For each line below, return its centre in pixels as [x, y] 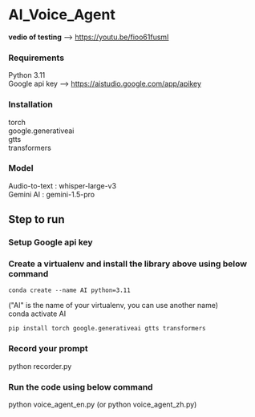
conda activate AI [37, 314]
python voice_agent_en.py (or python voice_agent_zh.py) [103, 405]
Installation [31, 104]
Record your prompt [48, 349]
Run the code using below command [81, 387]
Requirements [36, 58]
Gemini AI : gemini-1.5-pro [51, 194]
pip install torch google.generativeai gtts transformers [107, 329]
